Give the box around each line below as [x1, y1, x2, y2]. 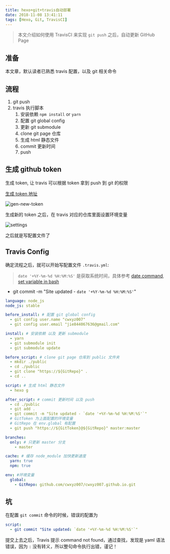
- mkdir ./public [10, 360, 47, 365]
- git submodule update [10, 345, 60, 350]
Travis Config [5, 247, 50, 256]
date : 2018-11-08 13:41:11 [5, 12, 63, 17]
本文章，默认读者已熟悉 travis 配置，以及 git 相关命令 [5, 68, 117, 74]
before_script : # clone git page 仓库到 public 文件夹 [5, 354, 120, 360]
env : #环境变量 [5, 472, 35, 478]
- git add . [10, 406, 36, 412]
